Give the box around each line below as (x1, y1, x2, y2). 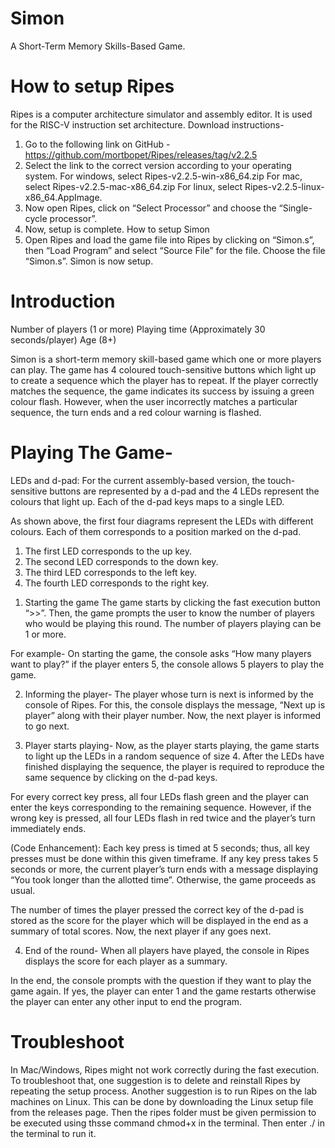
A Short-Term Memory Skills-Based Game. (10, 40, 186, 52)
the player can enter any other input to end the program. (10, 995, 243, 1007)
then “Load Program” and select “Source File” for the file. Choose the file (24, 244, 326, 256)
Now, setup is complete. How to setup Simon (24, 223, 210, 235)
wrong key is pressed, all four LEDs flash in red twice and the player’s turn (10, 812, 316, 824)
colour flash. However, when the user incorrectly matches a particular (10, 395, 298, 407)
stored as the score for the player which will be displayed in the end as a (10, 914, 309, 926)
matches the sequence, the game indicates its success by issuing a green (10, 385, 315, 397)
